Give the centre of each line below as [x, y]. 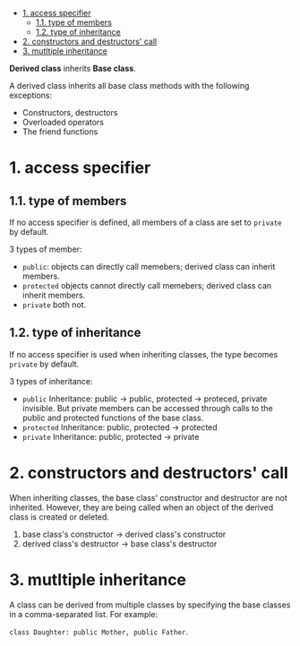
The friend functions [60, 132]
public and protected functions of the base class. [113, 418]
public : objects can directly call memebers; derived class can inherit [149, 267]
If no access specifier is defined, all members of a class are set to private [146, 222]
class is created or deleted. [60, 517]
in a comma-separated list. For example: [84, 614]
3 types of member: [46, 249]
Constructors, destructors [70, 112]
